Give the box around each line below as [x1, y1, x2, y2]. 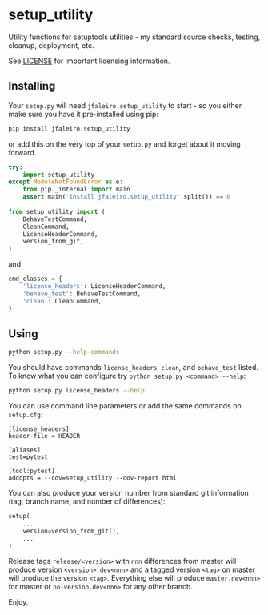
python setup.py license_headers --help [8, 387, 146, 395]
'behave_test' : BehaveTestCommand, [22, 290, 142, 298]
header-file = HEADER [8, 432, 81, 440]
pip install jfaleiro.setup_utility [8, 124, 130, 133]
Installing [8, 79, 56, 93]
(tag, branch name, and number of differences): [8, 496, 166, 506]
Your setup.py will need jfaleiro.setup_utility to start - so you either [8, 100, 242, 110]
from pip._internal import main [22, 186, 130, 194]
